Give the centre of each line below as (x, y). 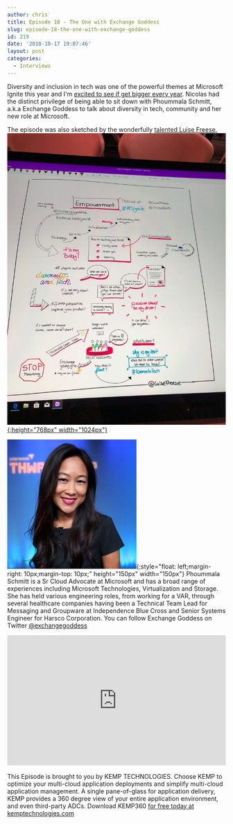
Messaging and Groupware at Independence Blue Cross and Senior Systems (116, 610)
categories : (24, 59)
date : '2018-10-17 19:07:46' (49, 44)
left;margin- (195, 566)
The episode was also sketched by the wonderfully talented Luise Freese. (112, 129)
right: (15, 573)
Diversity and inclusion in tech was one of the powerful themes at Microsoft (115, 86)
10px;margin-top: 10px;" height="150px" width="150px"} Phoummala (122, 573)
